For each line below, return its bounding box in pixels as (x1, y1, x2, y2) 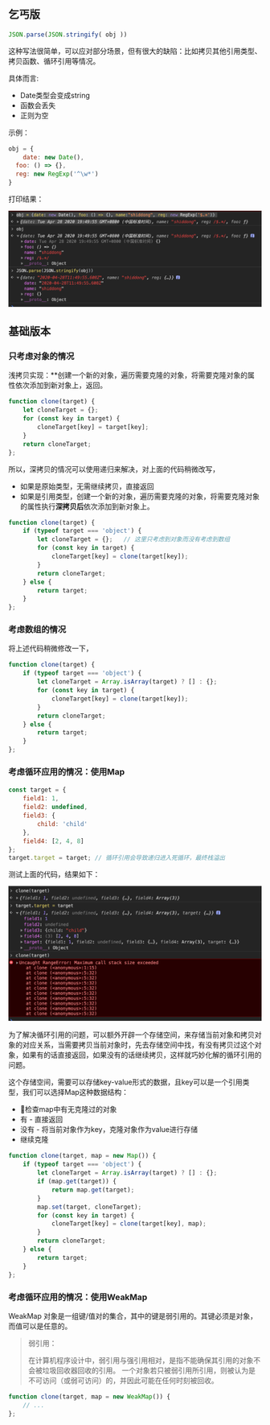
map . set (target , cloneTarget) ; (37, 1203, 142, 1211)
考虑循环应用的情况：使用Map (8, 766, 125, 777)
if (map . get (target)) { (37, 1178, 117, 1186)
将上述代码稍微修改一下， (8, 643, 93, 654)
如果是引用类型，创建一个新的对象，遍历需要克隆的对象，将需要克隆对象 (19, 491, 260, 501)
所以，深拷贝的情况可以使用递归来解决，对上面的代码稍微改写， (8, 464, 219, 473)
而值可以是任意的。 (8, 1321, 72, 1331)
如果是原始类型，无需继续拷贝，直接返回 (19, 481, 154, 491)
